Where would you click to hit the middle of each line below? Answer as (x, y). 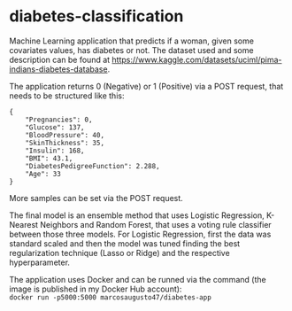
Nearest (23, 224)
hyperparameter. (40, 262)
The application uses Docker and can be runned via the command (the (138, 279)
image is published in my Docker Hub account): (96, 289)
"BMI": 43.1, (49, 158)
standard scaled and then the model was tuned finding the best (125, 243)
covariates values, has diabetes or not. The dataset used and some (131, 50)
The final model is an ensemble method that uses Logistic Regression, (137, 215)
